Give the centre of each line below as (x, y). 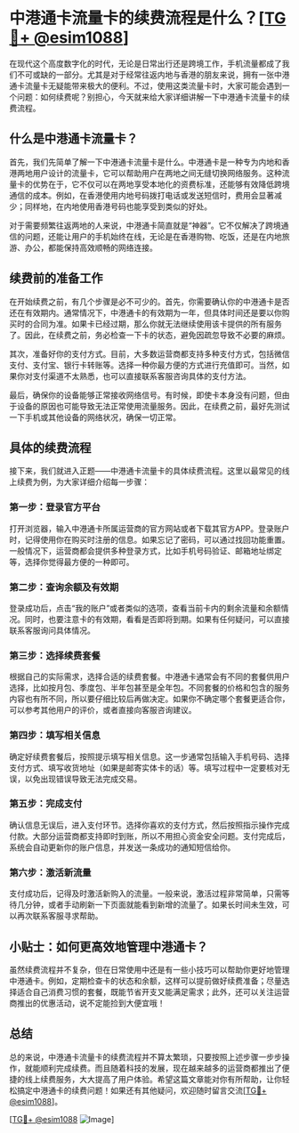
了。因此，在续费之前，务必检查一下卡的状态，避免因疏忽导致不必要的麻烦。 (149, 335)
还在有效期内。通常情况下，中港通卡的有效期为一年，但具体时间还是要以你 (145, 312)
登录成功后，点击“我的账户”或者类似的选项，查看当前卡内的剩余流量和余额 (145, 608)
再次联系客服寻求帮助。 (60, 916)
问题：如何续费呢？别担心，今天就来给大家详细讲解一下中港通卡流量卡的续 (153, 97)
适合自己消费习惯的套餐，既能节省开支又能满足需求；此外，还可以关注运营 (153, 991)
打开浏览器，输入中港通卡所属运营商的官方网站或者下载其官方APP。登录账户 (149, 528)
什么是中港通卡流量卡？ (73, 139)
